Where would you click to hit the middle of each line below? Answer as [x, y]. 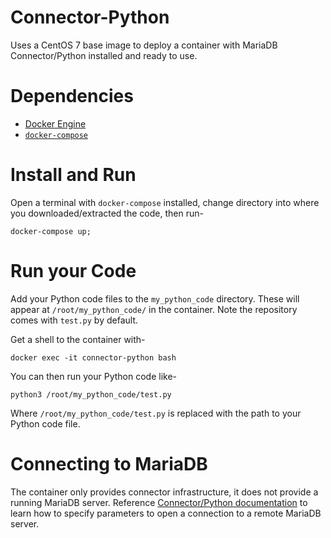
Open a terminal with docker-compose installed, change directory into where [165, 202]
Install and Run [73, 175]
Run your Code [73, 271]
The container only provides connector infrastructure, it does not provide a [164, 492]
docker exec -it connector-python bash [93, 357]
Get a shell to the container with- [78, 339]
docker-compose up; [51, 231]
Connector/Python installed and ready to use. [104, 55]
